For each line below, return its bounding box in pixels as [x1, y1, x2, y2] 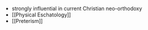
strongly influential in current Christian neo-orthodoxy [11, 5, 143, 12]
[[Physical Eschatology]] [11, 11, 72, 18]
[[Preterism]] [11, 18, 43, 24]
